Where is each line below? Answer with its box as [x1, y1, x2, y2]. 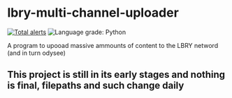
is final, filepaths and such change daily [7, 80, 184, 92]
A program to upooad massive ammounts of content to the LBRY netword [7, 41, 219, 49]
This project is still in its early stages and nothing [7, 69, 226, 81]
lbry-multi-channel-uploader [7, 5, 180, 21]
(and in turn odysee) [7, 49, 66, 57]
